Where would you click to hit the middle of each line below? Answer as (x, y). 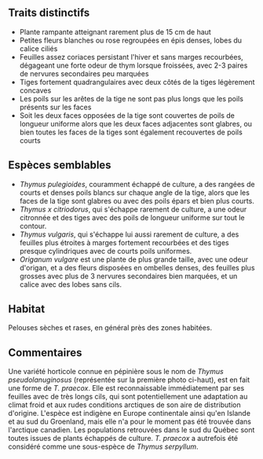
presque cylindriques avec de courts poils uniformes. (106, 251)
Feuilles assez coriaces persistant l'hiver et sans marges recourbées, (131, 57)
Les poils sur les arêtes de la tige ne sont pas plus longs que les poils (131, 98)
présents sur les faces (55, 107)
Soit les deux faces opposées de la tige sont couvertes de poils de (127, 115)
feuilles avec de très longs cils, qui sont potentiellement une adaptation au (128, 397)
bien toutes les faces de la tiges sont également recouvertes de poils (131, 132)
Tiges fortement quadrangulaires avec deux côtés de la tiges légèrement (137, 82)
